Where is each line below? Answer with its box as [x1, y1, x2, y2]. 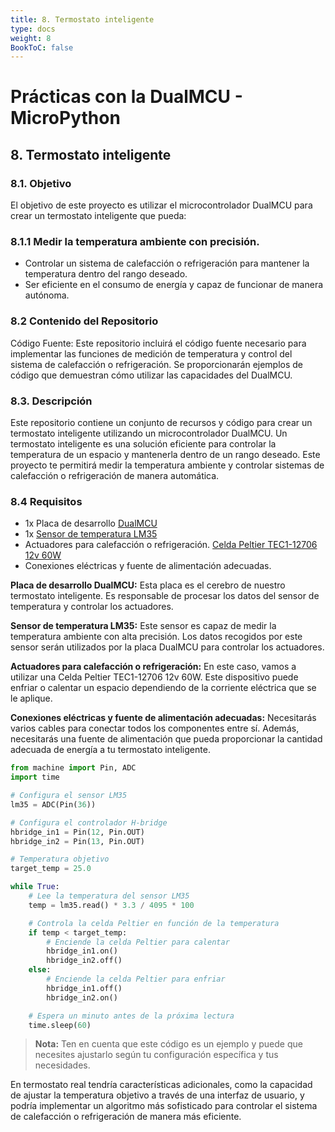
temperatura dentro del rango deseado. [24, 268, 188, 280]
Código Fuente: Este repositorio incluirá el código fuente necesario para [10, 337, 307, 349]
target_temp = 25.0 [10, 864, 92, 874]
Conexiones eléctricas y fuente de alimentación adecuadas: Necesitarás [10, 712, 317, 724]
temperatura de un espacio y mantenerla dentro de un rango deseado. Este [10, 449, 321, 461]
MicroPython [10, 107, 121, 130]
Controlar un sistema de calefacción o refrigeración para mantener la [24, 257, 310, 270]
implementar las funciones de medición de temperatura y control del [10, 347, 293, 360]
